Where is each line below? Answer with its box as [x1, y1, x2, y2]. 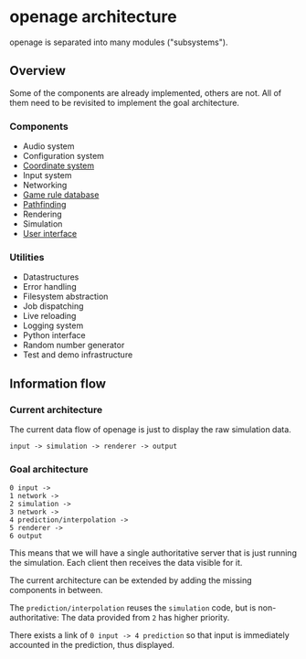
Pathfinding [22, 199, 67, 210]
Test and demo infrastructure [22, 349, 133, 360]
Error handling [22, 282, 77, 292]
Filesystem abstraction [22, 291, 109, 303]
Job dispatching [22, 301, 84, 312]
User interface [22, 229, 78, 239]
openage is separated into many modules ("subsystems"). [9, 37, 228, 48]
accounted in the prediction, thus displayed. [9, 640, 175, 651]
